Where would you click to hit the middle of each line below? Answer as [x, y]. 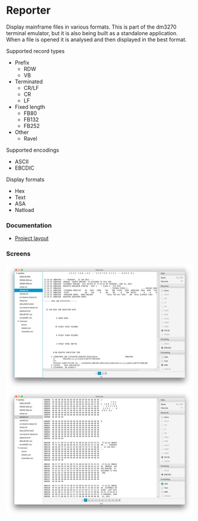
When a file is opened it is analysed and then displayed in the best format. [96, 39]
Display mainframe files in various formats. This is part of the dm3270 [91, 27]
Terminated [29, 82]
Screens [18, 254]
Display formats [25, 179]
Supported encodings [33, 150]
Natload [24, 210]
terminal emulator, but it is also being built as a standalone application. [92, 33]
